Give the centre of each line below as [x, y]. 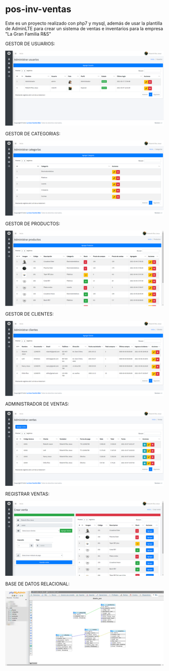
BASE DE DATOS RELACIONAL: [37, 584]
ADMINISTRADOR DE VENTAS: [37, 404]
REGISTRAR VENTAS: [27, 494]
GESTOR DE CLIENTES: [29, 314]
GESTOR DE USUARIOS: [30, 43]
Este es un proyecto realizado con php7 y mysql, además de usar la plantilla [84, 23]
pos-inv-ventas [38, 9]
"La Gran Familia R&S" [28, 34]
